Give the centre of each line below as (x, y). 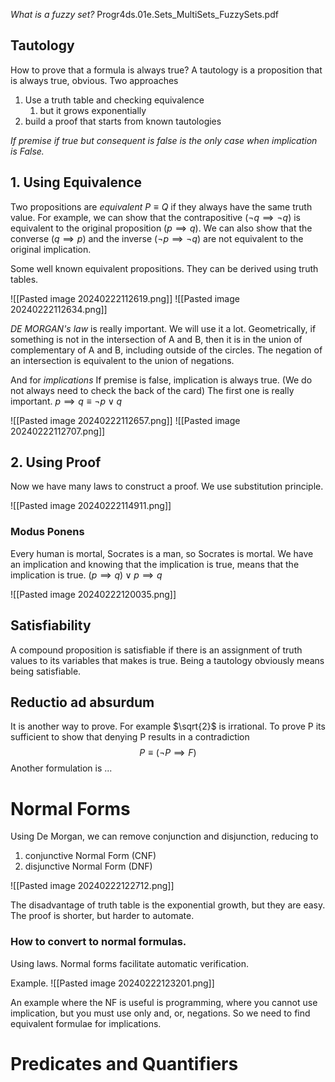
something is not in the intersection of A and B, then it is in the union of (156, 339)
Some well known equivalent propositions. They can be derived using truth (164, 268)
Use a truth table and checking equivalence (114, 100)
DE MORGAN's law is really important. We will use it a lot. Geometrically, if (163, 328)
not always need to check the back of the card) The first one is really (152, 390)
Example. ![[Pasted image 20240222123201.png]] (112, 983)
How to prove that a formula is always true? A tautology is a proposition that (166, 70)
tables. (24, 279)
